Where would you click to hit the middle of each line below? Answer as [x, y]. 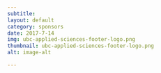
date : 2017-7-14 [31, 33]
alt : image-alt [29, 53]
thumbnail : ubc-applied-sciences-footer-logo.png [81, 46]
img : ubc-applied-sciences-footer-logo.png [71, 40]
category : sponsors [36, 26]
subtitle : [22, 14]
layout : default [31, 20]
